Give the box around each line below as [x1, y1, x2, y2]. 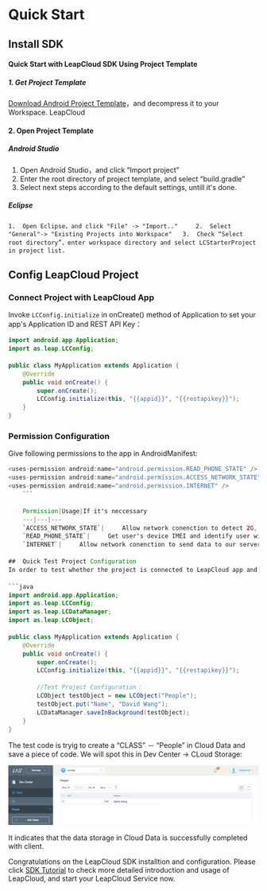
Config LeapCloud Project [8, 268, 139, 282]
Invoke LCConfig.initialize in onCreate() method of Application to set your [8, 310, 256, 320]
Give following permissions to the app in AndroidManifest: [8, 449, 198, 458]
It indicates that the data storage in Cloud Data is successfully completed [8, 833, 248, 842]
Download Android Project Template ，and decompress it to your [8, 99, 220, 108]
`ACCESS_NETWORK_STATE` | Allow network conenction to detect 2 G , [22, 523, 258, 532]
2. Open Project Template [8, 126, 94, 135]
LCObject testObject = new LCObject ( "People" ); [37, 692, 197, 700]
